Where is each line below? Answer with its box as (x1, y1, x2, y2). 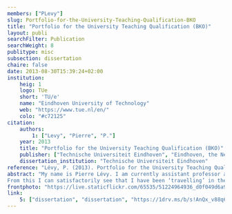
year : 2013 (19, 139, 51, 146)
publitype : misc (7, 49, 54, 56)
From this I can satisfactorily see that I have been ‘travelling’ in (7, 177, 215, 184)
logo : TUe (19, 87, 48, 94)
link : (7, 190, 23, 197)
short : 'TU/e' (19, 94, 60, 101)
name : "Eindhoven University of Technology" (19, 100, 150, 107)
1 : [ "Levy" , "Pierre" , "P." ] (32, 132, 116, 139)
